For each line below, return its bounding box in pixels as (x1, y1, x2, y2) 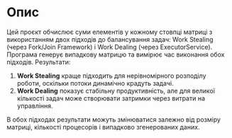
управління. (16, 101, 54, 110)
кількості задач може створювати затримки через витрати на (16, 93, 206, 103)
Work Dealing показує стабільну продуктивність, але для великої (16, 86, 216, 95)
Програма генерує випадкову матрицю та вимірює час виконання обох (6, 50, 225, 59)
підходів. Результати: (6, 57, 71, 66)
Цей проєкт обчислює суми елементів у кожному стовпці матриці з (6, 28, 213, 36)
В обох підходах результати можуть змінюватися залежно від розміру (6, 115, 221, 124)
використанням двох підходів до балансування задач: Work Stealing (6, 35, 214, 43)
